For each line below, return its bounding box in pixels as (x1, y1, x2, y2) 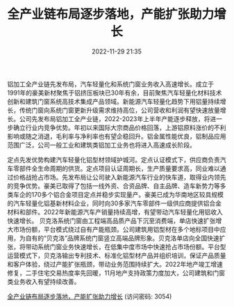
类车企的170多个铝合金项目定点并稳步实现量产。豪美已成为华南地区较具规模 (7, 190, 224, 198)
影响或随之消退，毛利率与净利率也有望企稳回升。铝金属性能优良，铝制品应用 (7, 132, 226, 140)
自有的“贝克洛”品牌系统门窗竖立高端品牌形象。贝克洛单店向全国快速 (25, 234, 220, 242)
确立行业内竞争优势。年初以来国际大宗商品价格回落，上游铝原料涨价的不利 (12, 123, 226, 132)
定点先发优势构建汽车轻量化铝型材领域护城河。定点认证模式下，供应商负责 (7, 155, 220, 164)
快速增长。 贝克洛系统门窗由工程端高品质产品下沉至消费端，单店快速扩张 (7, 217, 216, 225)
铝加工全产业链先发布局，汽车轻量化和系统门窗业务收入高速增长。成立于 (7, 79, 214, 88)
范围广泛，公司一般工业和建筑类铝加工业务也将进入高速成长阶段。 (7, 141, 196, 149)
